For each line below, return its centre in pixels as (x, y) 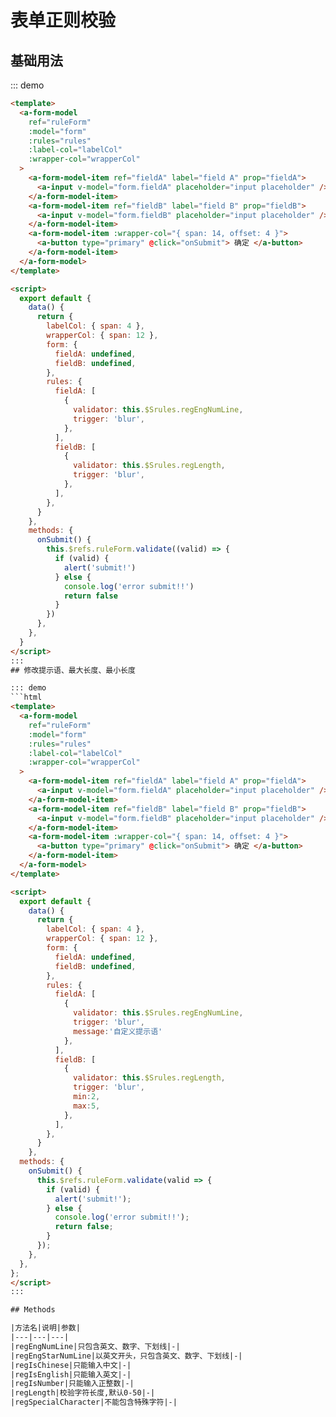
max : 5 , (87, 1106)
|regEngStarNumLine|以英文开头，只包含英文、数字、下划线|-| (126, 1356)
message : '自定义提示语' (118, 1031)
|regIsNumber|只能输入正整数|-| (72, 1384)
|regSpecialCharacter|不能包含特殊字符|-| (94, 1402)
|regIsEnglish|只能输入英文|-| (71, 1374)
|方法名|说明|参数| (45, 1328)
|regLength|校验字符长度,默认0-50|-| (83, 1393)
